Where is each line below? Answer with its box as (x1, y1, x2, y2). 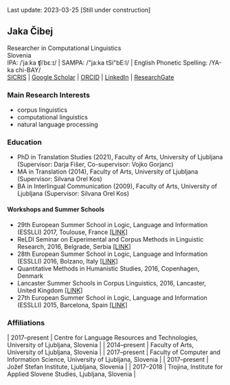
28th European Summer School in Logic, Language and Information (16, 250, 208, 258)
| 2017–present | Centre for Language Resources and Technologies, (7, 333, 198, 342)
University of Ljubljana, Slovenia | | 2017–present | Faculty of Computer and (7, 348, 221, 356)
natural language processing (16, 120, 98, 129)
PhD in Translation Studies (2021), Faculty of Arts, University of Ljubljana (16, 153, 223, 161)
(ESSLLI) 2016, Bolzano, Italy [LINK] (16, 257, 118, 265)
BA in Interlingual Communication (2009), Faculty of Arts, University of (16, 182, 218, 191)
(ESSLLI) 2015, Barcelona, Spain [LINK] (16, 301, 128, 309)
